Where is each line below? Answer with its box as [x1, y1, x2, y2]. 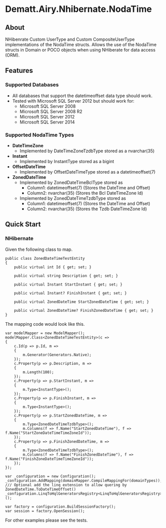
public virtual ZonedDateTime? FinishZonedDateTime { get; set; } [14, 308, 154, 313]
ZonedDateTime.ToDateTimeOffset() [5, 487, 77, 492]
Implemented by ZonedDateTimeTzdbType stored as [19, 195, 126, 201]
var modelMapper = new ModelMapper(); [5, 331, 85, 336]
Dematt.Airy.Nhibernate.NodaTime [5, 3, 152, 15]
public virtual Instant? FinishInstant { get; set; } [14, 291, 127, 295]
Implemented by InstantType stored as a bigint [19, 158, 115, 164]
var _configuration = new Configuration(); [5, 473, 96, 479]
